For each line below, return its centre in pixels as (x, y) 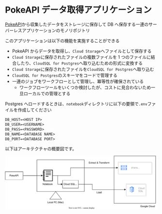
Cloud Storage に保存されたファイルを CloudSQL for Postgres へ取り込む (83, 69)
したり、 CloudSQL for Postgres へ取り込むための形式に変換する (80, 63)
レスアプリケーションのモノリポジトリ (52, 30)
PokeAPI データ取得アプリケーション (78, 10)
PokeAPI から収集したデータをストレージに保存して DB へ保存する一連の (77, 24)
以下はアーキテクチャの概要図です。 (41, 148)
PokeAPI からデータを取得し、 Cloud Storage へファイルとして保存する (82, 51)
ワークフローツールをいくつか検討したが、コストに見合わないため (85, 87)
